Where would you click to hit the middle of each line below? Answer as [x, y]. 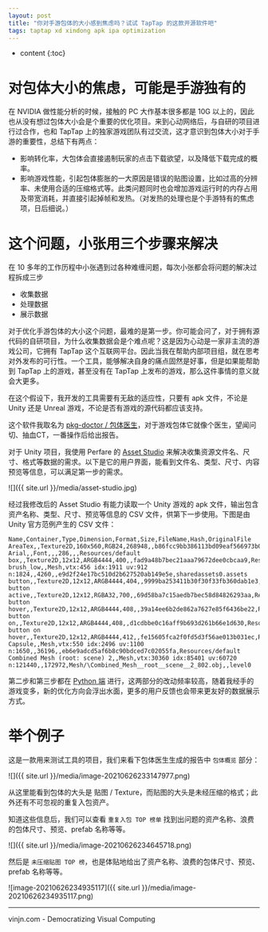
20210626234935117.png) [51, 896]
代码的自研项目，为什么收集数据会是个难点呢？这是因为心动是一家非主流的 [130, 341]
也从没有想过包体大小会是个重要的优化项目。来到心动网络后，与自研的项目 [130, 121]
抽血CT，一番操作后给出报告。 [73, 435]
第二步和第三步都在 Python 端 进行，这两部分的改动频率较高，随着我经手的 [131, 681]
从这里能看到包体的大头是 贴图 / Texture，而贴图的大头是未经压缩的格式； [130, 792]
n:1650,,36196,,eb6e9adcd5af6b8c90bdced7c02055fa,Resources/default [124, 652]
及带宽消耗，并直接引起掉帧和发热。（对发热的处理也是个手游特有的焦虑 [137, 198]
